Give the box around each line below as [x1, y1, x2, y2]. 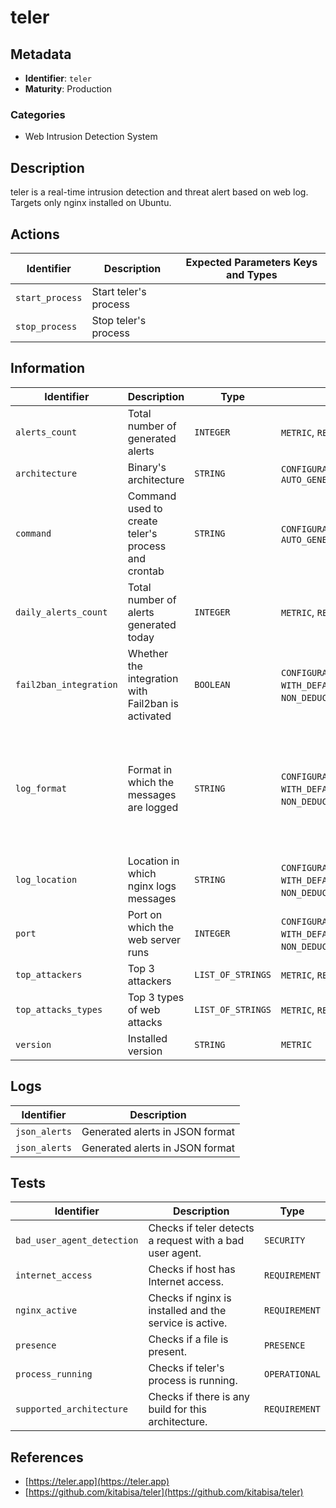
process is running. [148, 1374, 238, 1388]
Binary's [127, 460, 167, 474]
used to [127, 501, 163, 515]
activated [127, 709, 172, 723]
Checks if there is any [148, 1390, 250, 1404]
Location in [127, 854, 180, 868]
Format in [127, 762, 173, 776]
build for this [148, 1402, 207, 1416]
